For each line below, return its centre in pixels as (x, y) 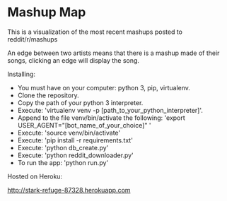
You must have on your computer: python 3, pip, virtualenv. (104, 87)
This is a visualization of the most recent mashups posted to (95, 32)
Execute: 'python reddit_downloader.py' (76, 155)
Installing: (21, 74)
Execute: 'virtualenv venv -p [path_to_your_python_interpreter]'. (110, 110)
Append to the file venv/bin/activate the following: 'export (101, 118)
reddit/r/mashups (33, 39)
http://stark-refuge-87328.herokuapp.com (69, 190)
